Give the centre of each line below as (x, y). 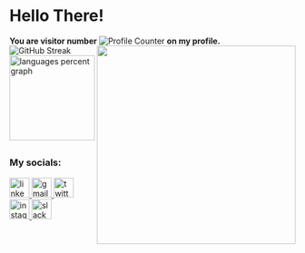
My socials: (35, 162)
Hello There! (57, 16)
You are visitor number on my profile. (115, 41)
